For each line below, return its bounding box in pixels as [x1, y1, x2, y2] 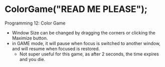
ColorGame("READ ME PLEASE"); [5, 3, 147, 15]
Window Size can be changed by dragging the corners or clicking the [12, 29, 156, 35]
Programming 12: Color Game [5, 20, 66, 26]
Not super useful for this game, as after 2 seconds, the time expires [19, 51, 159, 57]
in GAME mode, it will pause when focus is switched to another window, [12, 40, 161, 46]
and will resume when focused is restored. [12, 45, 100, 51]
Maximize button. [12, 35, 48, 41]
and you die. [19, 56, 46, 62]
